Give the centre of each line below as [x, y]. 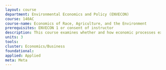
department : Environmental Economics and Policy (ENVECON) [67, 14]
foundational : [20, 51]
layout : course [21, 10]
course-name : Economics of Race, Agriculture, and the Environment [76, 23]
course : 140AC [20, 19]
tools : [12, 42]
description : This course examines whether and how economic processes [80, 33]
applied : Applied [23, 55]
